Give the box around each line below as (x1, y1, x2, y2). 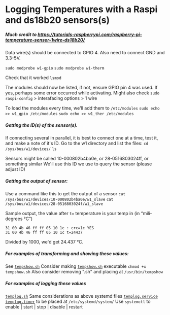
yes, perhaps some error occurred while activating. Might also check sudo (5, 90, 160, 96)
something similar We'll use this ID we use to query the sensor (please (5, 161, 152, 167)
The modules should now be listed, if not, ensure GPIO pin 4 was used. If (5, 85, 158, 91)
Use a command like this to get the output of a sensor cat (5, 191, 126, 197)
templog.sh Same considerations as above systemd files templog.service (5, 293, 158, 299)
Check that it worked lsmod (5, 75, 62, 81)
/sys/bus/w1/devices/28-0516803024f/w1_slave (5, 201, 103, 206)
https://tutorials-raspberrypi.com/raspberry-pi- (37, 31, 142, 38)
